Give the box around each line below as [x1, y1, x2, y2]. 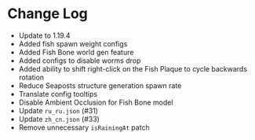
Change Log [7, 5, 88, 23]
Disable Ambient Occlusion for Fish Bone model [18, 98, 173, 107]
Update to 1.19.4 [18, 31, 71, 40]
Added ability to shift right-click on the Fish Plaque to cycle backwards [18, 64, 248, 73]
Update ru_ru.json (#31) [18, 105, 99, 115]
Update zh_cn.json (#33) [18, 114, 100, 123]
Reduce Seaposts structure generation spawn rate [18, 80, 182, 90]
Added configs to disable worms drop [18, 56, 141, 65]
